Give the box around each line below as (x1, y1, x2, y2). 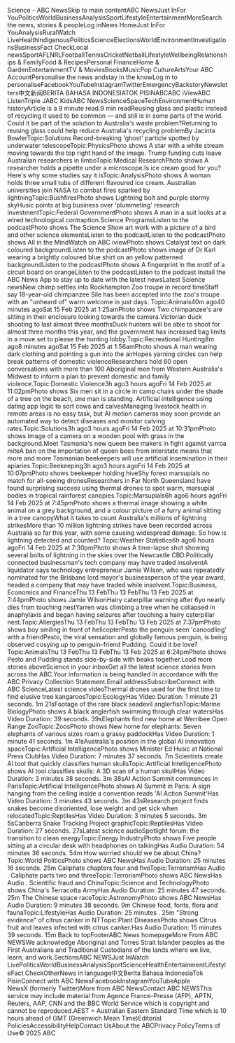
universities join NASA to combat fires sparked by (7, 186, 150, 194)
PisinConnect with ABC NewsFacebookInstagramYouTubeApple (7, 977, 191, 985)
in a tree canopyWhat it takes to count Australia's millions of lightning (7, 514, 207, 521)
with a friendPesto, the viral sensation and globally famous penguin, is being (7, 633, 227, 641)
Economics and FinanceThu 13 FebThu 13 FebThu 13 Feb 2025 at (7, 588, 194, 597)
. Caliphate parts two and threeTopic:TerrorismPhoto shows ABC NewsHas (7, 871, 222, 879)
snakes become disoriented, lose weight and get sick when (7, 804, 178, 812)
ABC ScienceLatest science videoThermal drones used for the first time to (7, 685, 221, 693)
